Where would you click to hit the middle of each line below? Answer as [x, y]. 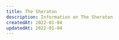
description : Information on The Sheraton [59, 17]
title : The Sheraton [32, 11]
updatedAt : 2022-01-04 [34, 28]
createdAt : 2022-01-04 [34, 22]
